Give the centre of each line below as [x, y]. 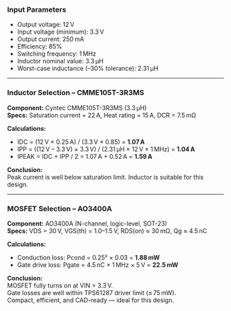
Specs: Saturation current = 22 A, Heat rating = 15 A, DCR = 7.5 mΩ [102, 115]
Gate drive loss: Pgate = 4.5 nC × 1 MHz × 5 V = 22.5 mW [98, 265]
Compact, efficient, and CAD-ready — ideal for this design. [90, 300]
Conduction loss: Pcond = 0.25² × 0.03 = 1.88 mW [88, 257]
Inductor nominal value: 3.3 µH [60, 61]
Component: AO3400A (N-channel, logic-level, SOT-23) [87, 223]
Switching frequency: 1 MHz [56, 54]
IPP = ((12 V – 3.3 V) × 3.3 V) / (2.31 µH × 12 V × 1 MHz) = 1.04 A [106, 149]
